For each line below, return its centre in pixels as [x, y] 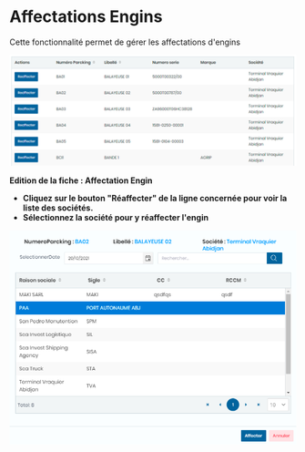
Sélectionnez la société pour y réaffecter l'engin [116, 217]
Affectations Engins [86, 17]
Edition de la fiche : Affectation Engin [81, 180]
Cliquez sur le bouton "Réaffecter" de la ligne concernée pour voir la [155, 198]
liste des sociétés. [58, 208]
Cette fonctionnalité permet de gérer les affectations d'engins [125, 42]
